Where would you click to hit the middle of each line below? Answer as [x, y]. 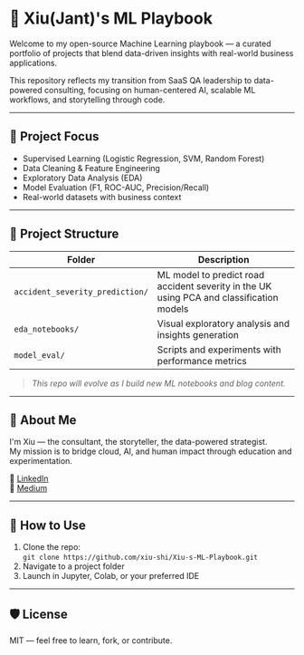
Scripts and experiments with [219, 350]
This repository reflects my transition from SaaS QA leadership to [131, 80]
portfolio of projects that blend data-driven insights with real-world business [152, 53]
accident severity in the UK [214, 286]
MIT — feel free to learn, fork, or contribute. [91, 641]
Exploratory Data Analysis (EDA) [82, 178]
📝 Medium [28, 488]
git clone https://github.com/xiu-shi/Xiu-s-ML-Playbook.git [140, 558]
